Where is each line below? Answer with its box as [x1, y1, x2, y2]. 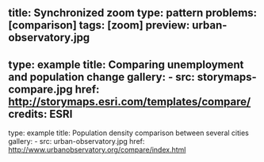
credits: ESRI [8, 107, 73, 121]
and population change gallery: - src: [8, 70, 196, 84]
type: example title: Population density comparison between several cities [8, 128, 250, 138]
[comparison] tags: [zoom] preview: [8, 19, 190, 32]
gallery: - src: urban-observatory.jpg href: [8, 137, 145, 146]
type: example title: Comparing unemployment [8, 58, 244, 71]
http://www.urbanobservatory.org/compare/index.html [8, 145, 186, 155]
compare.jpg [8, 82, 73, 96]
